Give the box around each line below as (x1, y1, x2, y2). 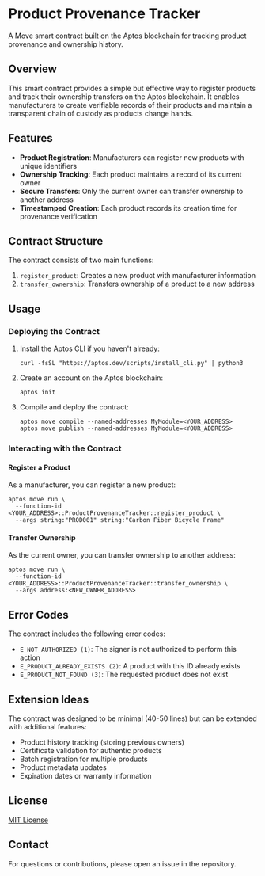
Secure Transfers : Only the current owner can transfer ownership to (19, 186, 244, 196)
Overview (8, 63, 58, 76)
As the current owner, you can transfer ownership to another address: (8, 550, 236, 560)
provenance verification (19, 211, 97, 221)
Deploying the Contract (8, 326, 100, 337)
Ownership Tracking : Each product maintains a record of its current (19, 169, 243, 179)
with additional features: (8, 722, 87, 732)
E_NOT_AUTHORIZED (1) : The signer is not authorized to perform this (19, 645, 237, 654)
